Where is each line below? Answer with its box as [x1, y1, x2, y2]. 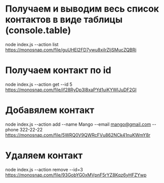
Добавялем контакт [5, 104, 95, 116]
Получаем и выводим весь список [5, 3, 159, 15]
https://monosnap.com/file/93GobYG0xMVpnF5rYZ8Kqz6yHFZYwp [5, 172, 147, 178]
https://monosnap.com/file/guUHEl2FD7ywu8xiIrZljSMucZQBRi [5, 47, 137, 53]
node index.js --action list [5, 41, 59, 47]
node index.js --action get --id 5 [5, 81, 72, 87]
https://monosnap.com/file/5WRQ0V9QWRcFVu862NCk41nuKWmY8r [5, 132, 151, 138]
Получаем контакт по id [5, 64, 111, 76]
